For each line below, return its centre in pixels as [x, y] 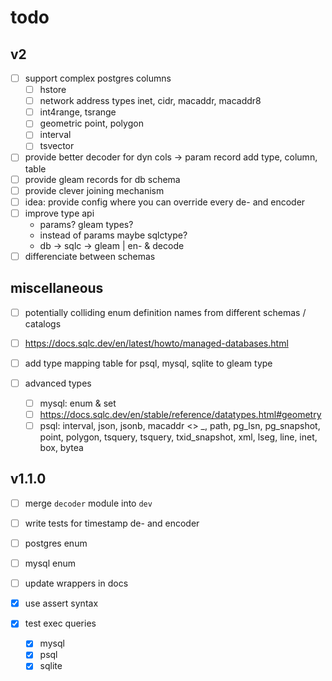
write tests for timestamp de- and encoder [112, 523]
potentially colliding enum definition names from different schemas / [165, 312]
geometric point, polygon [91, 123]
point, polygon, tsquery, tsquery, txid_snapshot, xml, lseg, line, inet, [178, 437]
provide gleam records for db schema [102, 179]
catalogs [43, 323]
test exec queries [60, 623]
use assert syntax [61, 603]
